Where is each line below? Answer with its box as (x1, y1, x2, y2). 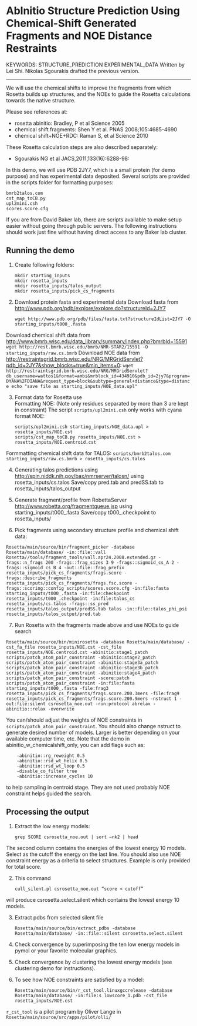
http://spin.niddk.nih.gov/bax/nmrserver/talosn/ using (14, 472, 144, 479)
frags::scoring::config (6, 585, 64, 591)
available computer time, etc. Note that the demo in (6, 735, 130, 742)
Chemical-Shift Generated (6, 16, 137, 30)
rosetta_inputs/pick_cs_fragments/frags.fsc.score (6, 580, 133, 586)
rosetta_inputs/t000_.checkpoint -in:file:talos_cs (6, 596, 135, 602)
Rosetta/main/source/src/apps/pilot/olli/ (6, 1014, 111, 1020)
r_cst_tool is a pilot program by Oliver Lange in (6, 1008, 121, 1015)
